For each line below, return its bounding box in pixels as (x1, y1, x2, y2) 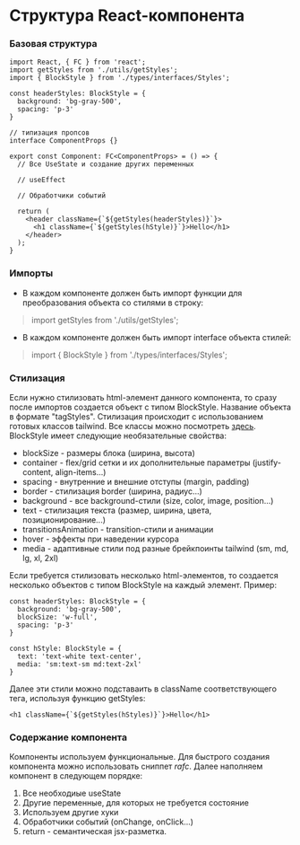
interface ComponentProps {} (9, 136, 118, 145)
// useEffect (17, 176, 66, 185)
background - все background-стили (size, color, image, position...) (21, 496, 274, 506)
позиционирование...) (21, 515, 106, 525)
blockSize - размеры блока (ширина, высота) (21, 448, 195, 459)
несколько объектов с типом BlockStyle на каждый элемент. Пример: (9, 580, 278, 591)
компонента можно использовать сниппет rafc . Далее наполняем (9, 761, 263, 772)
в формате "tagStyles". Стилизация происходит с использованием (9, 411, 264, 422)
